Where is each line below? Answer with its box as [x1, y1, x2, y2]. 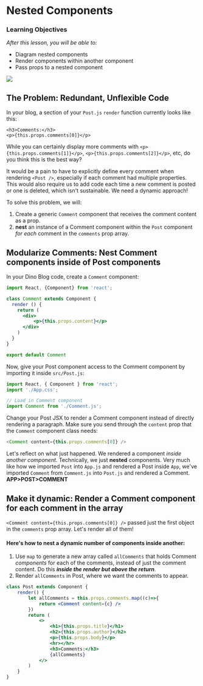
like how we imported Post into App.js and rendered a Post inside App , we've [6, 463, 198, 470]
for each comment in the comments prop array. [15, 230, 129, 237]
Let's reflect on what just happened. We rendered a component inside [6, 450, 182, 457]
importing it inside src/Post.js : [6, 369, 84, 376]
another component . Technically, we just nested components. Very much [6, 457, 190, 464]
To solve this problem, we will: [6, 199, 82, 206]
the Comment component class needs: [6, 427, 98, 435]
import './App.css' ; [6, 387, 59, 393]
